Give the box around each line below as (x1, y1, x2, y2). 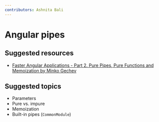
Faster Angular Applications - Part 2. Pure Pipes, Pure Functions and (12, 62, 154, 68)
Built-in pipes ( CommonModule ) (12, 111, 71, 117)
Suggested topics (5, 82, 61, 91)
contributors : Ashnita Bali (5, 7, 64, 13)
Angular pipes (5, 29, 65, 40)
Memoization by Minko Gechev (12, 67, 76, 73)
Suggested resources (5, 49, 74, 58)
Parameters (12, 95, 36, 101)
